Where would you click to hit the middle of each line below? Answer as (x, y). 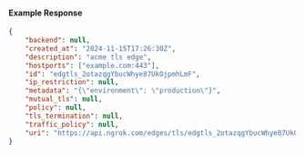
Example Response (46, 13)
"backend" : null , (58, 41)
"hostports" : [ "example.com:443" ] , (92, 65)
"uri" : (37, 133)
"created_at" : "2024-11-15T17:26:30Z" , (101, 48)
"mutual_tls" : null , (64, 100)
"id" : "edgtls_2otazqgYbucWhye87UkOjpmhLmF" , (113, 74)
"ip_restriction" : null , (72, 82)
